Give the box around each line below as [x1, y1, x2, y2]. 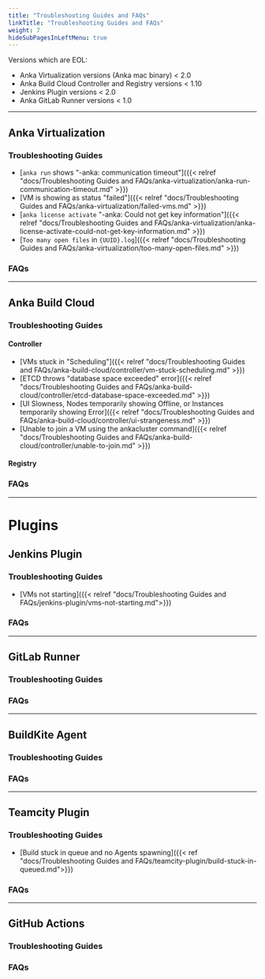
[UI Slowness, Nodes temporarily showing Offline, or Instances [19, 398, 224, 408]
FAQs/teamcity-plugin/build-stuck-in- [135, 856, 257, 865]
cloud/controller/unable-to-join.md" [19, 440, 136, 450]
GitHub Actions [8, 917, 85, 931]
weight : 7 [8, 26, 41, 34]
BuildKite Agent [8, 728, 88, 741]
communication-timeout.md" [19, 184, 114, 194]
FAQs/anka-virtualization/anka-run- [135, 175, 251, 186]
